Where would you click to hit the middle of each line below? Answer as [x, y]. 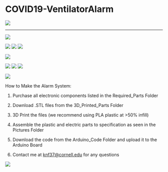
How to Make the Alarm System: [38, 85]
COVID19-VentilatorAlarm [59, 9]
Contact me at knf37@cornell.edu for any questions [66, 154]
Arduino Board [27, 145]
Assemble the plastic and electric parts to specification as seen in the [84, 124]
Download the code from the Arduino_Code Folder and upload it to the [85, 139]
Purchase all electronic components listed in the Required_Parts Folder [85, 95]
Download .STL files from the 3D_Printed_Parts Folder [68, 105]
